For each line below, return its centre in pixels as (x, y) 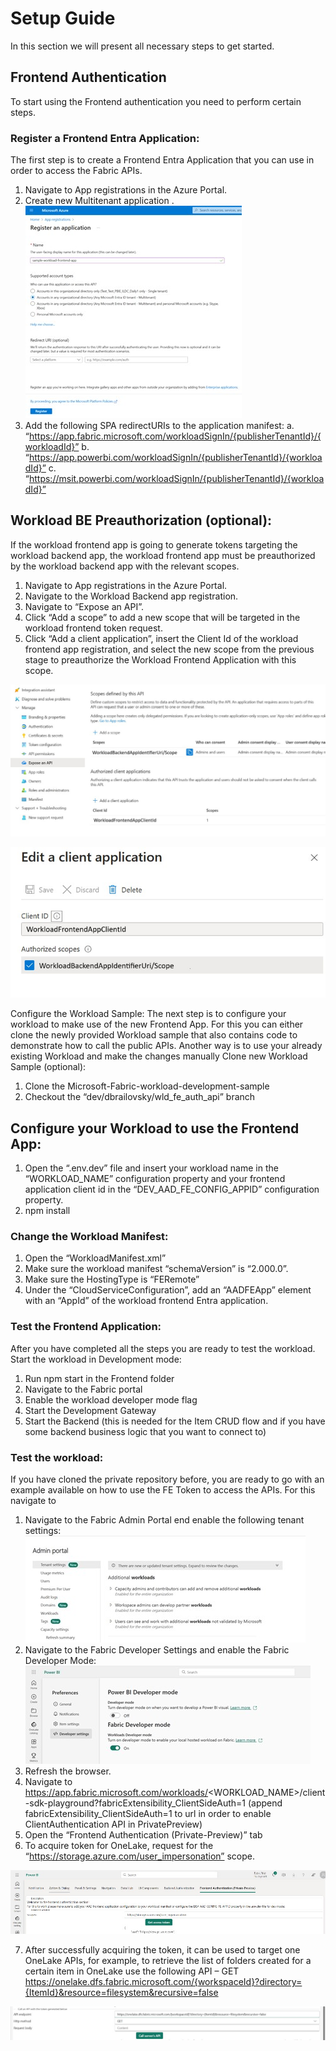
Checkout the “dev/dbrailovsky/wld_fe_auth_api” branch (140, 1097)
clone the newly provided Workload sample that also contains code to (154, 1035)
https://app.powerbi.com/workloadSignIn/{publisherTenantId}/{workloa (175, 458)
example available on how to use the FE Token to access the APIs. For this (163, 1489)
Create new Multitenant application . (99, 201)
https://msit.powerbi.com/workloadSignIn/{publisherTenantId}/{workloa (176, 479)
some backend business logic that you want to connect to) (145, 1431)
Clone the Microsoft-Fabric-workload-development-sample (147, 1086)
